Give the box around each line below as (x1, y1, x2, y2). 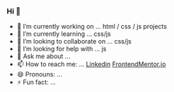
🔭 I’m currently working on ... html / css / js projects (16, 22, 168, 31)
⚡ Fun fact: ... (16, 78, 56, 86)
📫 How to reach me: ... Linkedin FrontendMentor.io (16, 60, 166, 69)
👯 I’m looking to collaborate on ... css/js (16, 37, 132, 46)
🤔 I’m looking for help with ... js (16, 45, 107, 53)
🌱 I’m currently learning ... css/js (16, 29, 111, 38)
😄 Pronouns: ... (16, 70, 63, 79)
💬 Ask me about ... (16, 52, 71, 60)
